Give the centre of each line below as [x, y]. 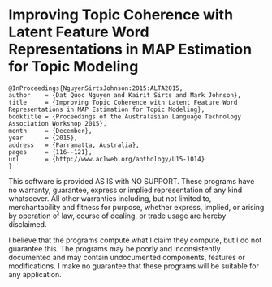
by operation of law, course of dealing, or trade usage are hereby [117, 216]
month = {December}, [50, 131]
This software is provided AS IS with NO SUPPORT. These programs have [132, 181]
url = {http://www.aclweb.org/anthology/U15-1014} [107, 159]
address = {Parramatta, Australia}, [74, 145]
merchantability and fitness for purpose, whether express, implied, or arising [136, 207]
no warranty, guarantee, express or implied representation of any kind [125, 190]
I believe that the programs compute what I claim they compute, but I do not [135, 240]
